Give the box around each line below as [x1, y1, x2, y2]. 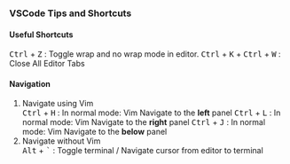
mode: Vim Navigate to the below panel [21, 127, 168, 137]
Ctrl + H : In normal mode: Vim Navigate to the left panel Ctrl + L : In [21, 107, 281, 118]
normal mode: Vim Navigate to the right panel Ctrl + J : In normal [21, 117, 266, 128]
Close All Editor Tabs [9, 59, 86, 69]
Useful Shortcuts [9, 29, 74, 40]
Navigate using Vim [21, 98, 94, 109]
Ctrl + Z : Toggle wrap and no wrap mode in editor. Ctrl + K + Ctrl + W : [9, 49, 281, 59]
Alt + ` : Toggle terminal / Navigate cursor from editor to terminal [21, 145, 263, 156]
